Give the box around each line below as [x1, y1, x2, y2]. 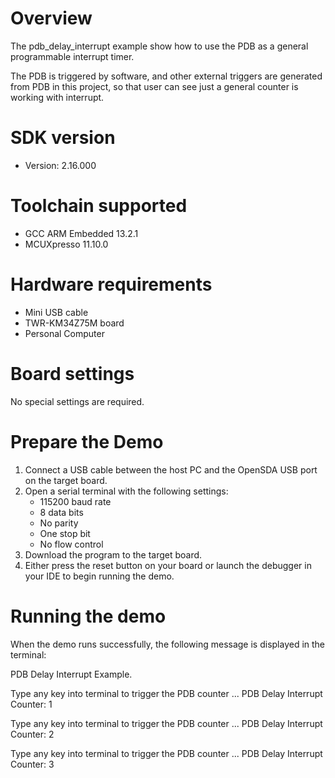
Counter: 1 [10, 698, 53, 710]
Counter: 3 [10, 758, 55, 770]
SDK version [10, 127, 116, 149]
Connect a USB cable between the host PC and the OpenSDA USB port [24, 463, 318, 476]
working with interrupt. [10, 91, 105, 103]
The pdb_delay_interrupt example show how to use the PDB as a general [10, 40, 309, 52]
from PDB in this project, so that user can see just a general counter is [10, 80, 299, 92]
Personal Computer [24, 327, 105, 339]
